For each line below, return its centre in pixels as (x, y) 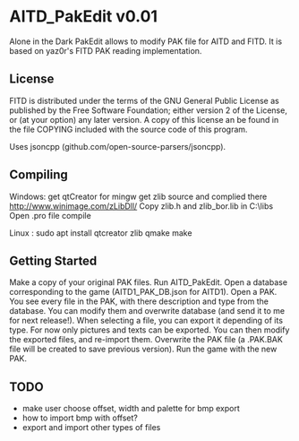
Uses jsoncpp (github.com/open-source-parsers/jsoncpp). (118, 146)
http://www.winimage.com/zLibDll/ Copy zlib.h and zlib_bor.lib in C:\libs (141, 206)
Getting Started (53, 260)
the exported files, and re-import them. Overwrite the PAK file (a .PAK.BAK (146, 340)
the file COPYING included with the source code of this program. (128, 129)
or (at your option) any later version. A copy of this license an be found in (144, 119)
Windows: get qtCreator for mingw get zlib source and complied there (138, 196)
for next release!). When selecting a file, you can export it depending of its (146, 321)
